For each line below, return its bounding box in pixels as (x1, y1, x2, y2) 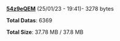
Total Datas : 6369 (6, 17, 53, 24)
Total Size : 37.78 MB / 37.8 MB (6, 28, 84, 36)
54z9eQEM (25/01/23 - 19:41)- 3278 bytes (6, 5, 114, 12)
